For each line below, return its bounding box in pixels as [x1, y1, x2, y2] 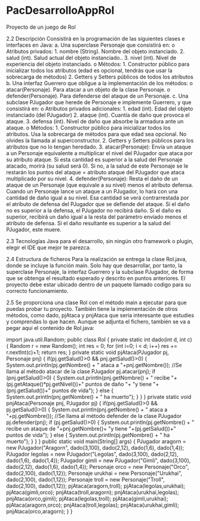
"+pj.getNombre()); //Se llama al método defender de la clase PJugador [6, 412, 182, 419]
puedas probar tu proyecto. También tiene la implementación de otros [6, 305, 178, 312]
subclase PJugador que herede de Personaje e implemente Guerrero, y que [6, 98, 192, 105]
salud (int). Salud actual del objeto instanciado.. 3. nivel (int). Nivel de [6, 54, 177, 61]
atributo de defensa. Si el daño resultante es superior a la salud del [6, 219, 171, 226]
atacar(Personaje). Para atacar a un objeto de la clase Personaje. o [6, 86, 171, 93]
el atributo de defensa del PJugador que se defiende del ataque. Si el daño [6, 200, 190, 207]
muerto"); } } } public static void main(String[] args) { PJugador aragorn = [6, 438, 186, 445]
